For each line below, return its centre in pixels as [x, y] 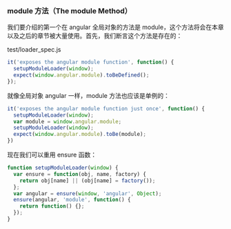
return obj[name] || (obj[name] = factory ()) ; [88, 181]
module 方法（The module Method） [70, 10]
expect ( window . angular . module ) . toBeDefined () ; [81, 75]
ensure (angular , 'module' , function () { [72, 200]
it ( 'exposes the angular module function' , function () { [91, 62]
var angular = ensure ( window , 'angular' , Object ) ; [88, 193]
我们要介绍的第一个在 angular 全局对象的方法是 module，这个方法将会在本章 [115, 27]
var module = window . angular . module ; [68, 121]
